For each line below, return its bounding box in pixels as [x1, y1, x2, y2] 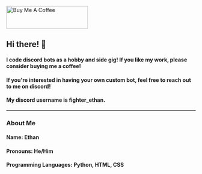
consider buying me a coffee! [6, 62, 81, 69]
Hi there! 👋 [6, 39, 47, 49]
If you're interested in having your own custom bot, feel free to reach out [6, 76, 191, 84]
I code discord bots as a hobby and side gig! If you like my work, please [6, 56, 188, 63]
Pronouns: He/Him [6, 148, 54, 155]
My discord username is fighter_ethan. [6, 96, 106, 104]
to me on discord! [6, 82, 51, 90]
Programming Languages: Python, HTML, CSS [6, 161, 124, 169]
